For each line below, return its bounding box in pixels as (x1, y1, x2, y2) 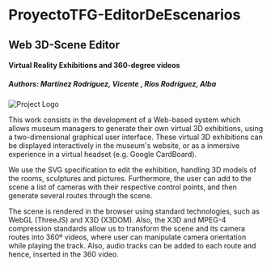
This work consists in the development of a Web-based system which (8, 115, 241, 125)
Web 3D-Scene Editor (8, 38, 120, 52)
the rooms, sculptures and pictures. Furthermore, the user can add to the (8, 174, 252, 184)
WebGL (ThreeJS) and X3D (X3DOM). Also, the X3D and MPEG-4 (8, 215, 227, 225)
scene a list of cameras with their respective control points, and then (8, 182, 237, 192)
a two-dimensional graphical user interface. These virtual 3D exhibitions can (8, 132, 263, 142)
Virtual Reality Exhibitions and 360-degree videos (8, 61, 180, 70)
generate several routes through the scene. (8, 191, 153, 201)
